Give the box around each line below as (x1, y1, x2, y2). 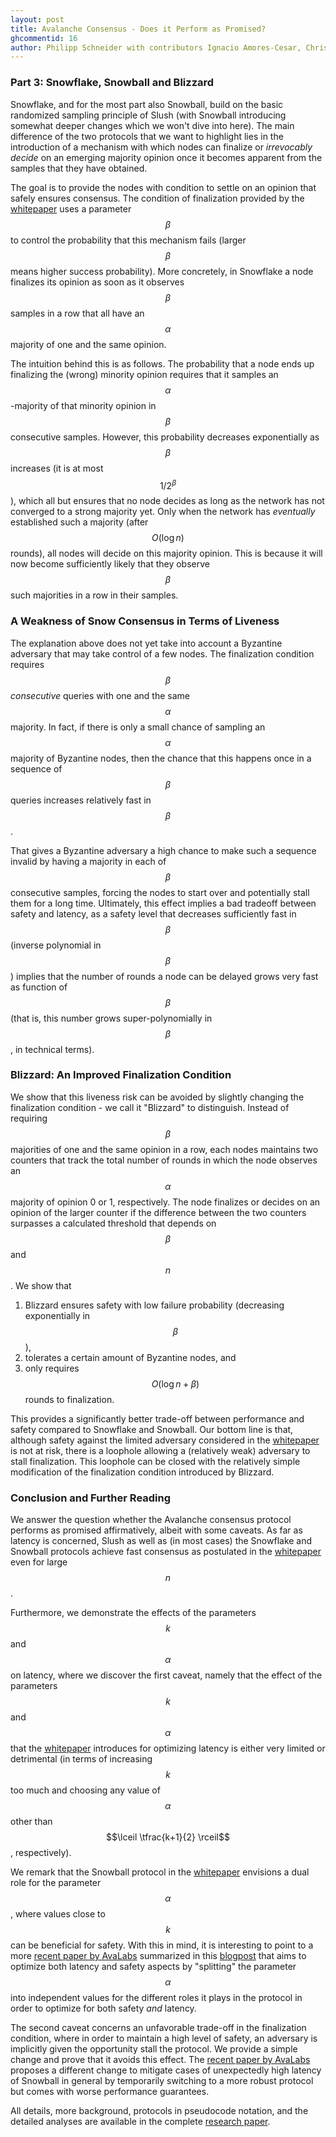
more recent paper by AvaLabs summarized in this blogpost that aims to (10, 1950, 307, 1962)
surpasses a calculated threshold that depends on (10, 1217, 217, 1229)
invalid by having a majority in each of (10, 855, 167, 867)
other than (10, 1816, 53, 1828)
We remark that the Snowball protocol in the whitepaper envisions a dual (10, 1866, 310, 1878)
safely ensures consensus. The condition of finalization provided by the (10, 192, 305, 204)
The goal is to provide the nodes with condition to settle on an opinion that (10, 181, 317, 193)
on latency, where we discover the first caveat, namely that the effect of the (10, 1669, 323, 1681)
